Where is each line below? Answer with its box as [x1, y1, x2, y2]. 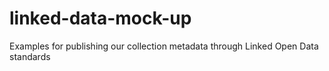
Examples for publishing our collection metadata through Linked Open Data [9, 40, 319, 52]
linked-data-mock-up [9, 7, 192, 30]
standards [9, 50, 51, 62]
